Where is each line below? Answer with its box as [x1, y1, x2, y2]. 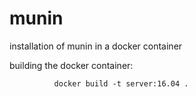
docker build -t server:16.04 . [53, 78, 189, 89]
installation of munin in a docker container [9, 40, 183, 52]
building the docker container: [9, 59, 134, 71]
